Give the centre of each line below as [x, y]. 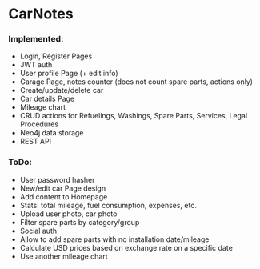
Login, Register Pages [56, 56]
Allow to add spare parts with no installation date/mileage [114, 239]
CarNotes [41, 14]
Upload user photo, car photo [68, 214]
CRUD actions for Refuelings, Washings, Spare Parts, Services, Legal [134, 116]
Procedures [39, 124]
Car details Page [47, 99]
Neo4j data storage [52, 133]
